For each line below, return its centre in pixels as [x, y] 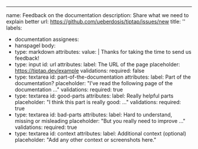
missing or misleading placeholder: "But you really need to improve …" [100, 121]
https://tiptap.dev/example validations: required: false [80, 71]
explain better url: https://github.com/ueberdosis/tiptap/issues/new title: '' [96, 22]
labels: [14, 28]
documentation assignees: [47, 39]
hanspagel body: [35, 46]
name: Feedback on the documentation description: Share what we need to [98, 15]
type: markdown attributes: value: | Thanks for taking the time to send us [103, 52]
